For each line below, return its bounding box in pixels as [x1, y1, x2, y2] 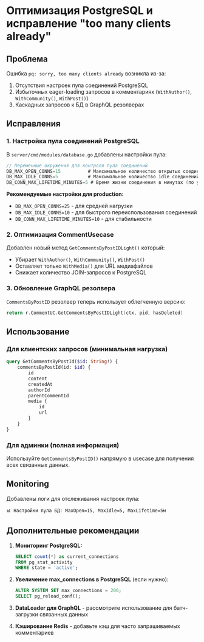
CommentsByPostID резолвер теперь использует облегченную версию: [6, 298, 186, 305]
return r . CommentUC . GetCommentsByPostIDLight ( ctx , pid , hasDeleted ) [6, 310, 183, 316]
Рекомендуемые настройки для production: [6, 190, 124, 198]
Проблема [6, 54, 49, 64]
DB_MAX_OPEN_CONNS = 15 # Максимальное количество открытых [6, 168, 181, 174]
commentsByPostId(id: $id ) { [17, 365, 91, 371]
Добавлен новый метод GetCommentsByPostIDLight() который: [6, 244, 165, 251]
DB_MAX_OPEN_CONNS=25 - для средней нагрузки [15, 202, 133, 210]
